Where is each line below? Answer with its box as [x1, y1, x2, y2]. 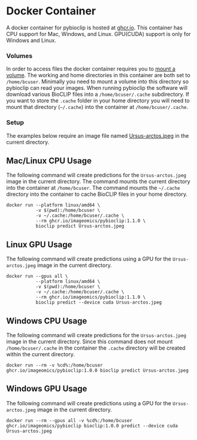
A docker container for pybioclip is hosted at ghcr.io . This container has [6, 24, 183, 31]
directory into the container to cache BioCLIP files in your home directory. [6, 190, 188, 198]
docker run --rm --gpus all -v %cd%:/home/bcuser [6, 417, 133, 423]
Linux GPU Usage [6, 239, 72, 250]
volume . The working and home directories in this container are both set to [6, 72, 190, 79]
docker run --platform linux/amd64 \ [6, 202, 101, 208]
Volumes [6, 51, 33, 60]
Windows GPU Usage [6, 384, 87, 394]
